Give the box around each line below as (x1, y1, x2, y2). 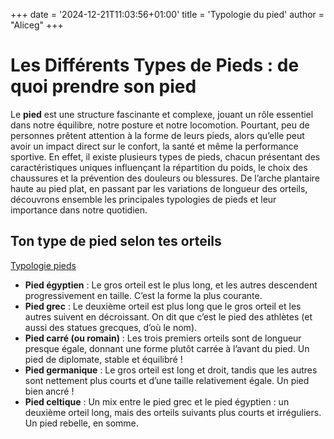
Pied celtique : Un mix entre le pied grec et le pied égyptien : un (24, 395, 290, 408)
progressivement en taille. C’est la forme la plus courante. (24, 289, 263, 301)
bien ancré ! (24, 385, 75, 397)
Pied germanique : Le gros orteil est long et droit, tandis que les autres (24, 364, 318, 376)
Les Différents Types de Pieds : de (10, 54, 300, 77)
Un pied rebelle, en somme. (24, 417, 139, 429)
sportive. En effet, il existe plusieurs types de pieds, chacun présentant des (10, 150, 321, 163)
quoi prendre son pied (10, 75, 197, 98)
